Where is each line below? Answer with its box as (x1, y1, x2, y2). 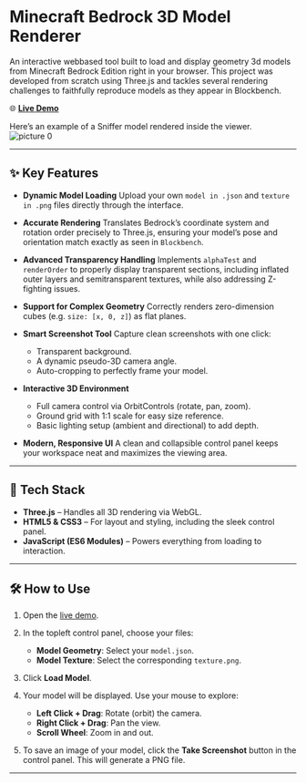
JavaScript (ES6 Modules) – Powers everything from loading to (22, 535, 262, 546)
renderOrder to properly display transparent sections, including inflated (22, 263, 290, 274)
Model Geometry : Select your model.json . (36, 645, 194, 656)
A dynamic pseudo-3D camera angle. (36, 355, 178, 366)
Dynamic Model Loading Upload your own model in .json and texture (22, 190, 290, 201)
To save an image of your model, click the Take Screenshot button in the (22, 745, 297, 756)
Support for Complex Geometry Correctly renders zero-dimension (22, 301, 275, 312)
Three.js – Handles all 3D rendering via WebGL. (22, 506, 202, 517)
